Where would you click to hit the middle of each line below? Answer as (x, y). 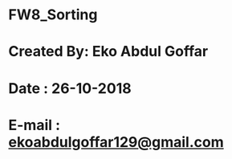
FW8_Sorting (53, 15)
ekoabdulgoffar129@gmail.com (116, 142)
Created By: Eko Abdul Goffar (108, 52)
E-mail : (35, 125)
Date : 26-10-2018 (70, 88)
